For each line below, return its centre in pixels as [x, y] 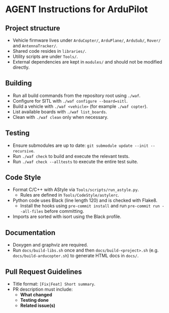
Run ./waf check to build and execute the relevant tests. [71, 156]
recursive [23, 151]
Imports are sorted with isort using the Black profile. [67, 216]
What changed [36, 295]
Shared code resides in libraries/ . [49, 51]
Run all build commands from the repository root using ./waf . [76, 96]
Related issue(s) [38, 305]
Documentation [30, 232]
